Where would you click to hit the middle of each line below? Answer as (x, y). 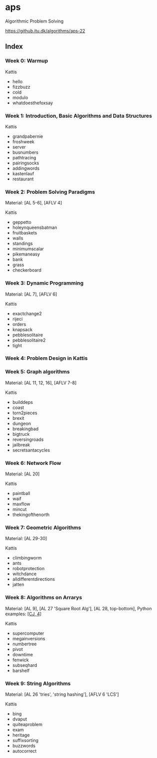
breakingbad (25, 429)
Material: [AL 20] (22, 474)
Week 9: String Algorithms (38, 683)
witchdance (24, 574)
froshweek (23, 141)
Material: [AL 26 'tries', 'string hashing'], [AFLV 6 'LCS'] (62, 694)
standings (23, 243)
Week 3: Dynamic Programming (44, 283)
